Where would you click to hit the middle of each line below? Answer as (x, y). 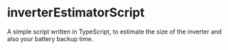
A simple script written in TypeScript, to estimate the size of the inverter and (114, 32)
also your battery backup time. (50, 38)
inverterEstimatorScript (76, 13)
